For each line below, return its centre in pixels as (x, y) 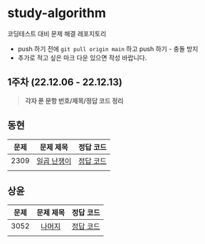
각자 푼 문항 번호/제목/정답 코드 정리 (74, 100)
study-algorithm (57, 13)
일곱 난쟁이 (54, 161)
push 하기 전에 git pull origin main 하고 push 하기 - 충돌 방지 (108, 48)
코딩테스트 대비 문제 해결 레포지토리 (57, 33)
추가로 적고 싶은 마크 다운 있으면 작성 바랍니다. (82, 58)
